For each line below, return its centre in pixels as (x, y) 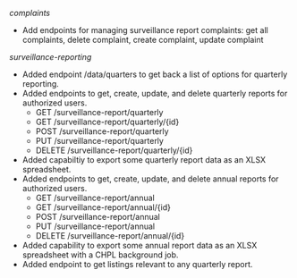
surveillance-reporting (51, 57)
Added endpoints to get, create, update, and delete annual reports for (150, 179)
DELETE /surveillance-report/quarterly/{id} (114, 150)
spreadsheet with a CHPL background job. (100, 255)
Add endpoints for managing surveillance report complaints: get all (145, 30)
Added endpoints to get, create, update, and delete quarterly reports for (155, 93)
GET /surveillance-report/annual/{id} (103, 207)
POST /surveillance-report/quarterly (102, 131)
